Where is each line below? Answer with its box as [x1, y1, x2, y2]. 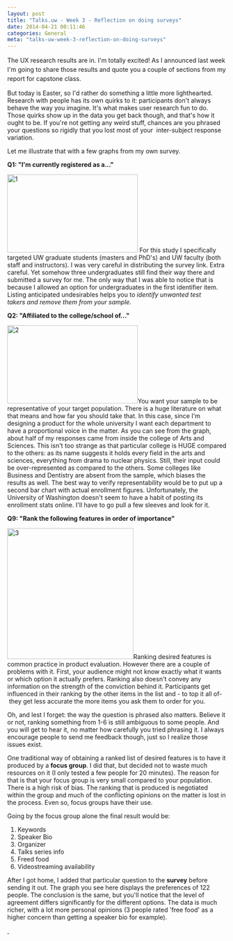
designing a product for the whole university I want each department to [7, 420, 211, 428]
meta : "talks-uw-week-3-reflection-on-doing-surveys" [7, 36, 167, 43]
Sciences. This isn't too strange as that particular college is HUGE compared [7, 441, 227, 450]
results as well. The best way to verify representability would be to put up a [7, 479, 223, 487]
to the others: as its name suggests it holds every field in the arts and [7, 449, 205, 457]
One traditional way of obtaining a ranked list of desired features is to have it [7, 754, 226, 762]
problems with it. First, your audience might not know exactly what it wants [7, 667, 222, 676]
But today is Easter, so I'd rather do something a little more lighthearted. [7, 89, 214, 98]
